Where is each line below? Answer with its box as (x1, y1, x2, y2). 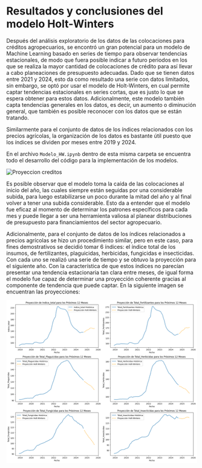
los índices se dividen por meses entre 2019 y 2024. (6, 138, 137, 146)
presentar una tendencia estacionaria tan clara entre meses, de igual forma (6, 269, 194, 276)
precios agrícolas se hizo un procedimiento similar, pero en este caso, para (6, 237, 194, 244)
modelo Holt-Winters (6, 17, 114, 31)
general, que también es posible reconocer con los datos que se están (6, 107, 182, 115)
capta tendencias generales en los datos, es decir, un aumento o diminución (6, 101, 197, 108)
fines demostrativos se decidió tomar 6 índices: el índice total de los (6, 243, 176, 250)
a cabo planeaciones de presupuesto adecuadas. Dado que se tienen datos (6, 69, 195, 76)
